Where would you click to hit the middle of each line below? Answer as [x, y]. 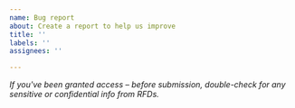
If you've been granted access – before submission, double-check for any [148, 85]
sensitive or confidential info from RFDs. [85, 94]
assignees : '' [36, 51]
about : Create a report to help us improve [93, 26]
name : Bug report [42, 18]
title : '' [28, 34]
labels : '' [30, 43]
